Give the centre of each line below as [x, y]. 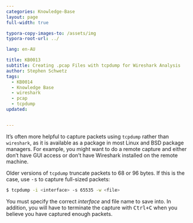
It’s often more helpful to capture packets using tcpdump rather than [88, 136]
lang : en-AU [21, 50]
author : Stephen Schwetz [37, 71]
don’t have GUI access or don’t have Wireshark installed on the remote [92, 155]
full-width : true [27, 22]
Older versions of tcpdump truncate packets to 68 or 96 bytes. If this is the [95, 173]
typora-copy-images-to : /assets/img [51, 33]
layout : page [22, 17]
